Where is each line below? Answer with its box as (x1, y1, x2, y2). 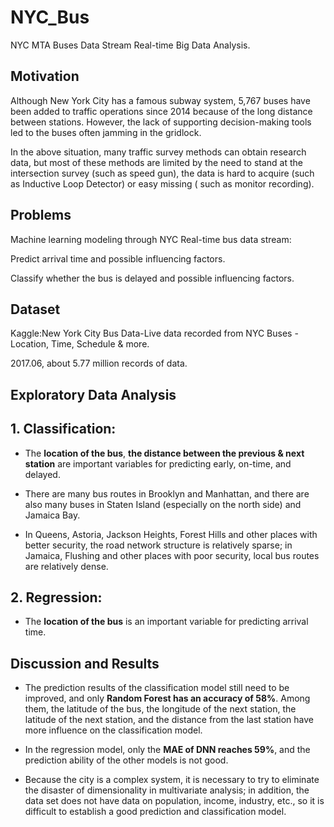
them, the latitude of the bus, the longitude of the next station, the (24, 703, 297, 715)
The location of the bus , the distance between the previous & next (24, 447, 305, 459)
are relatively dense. (24, 560, 109, 572)
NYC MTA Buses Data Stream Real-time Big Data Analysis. (10, 39, 251, 51)
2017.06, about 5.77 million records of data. (10, 357, 188, 370)
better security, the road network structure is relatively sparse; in (24, 539, 293, 551)
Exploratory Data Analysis (10, 386, 177, 403)
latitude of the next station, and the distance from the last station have (24, 714, 315, 726)
